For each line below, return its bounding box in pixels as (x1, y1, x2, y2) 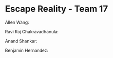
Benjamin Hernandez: (5, 47, 49, 53)
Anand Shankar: (5, 38, 38, 44)
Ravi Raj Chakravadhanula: (5, 29, 59, 34)
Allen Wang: (5, 19, 29, 25)
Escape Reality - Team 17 (5, 3, 108, 14)
